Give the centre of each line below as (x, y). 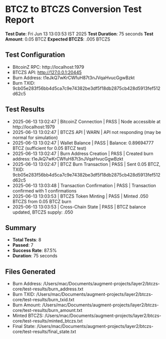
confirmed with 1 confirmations (44, 191)
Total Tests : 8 (27, 240)
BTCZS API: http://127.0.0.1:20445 (47, 72)
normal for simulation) (35, 137)
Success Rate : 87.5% (34, 250)
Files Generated (30, 272)
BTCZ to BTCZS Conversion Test (73, 9)
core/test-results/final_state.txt (44, 331)
